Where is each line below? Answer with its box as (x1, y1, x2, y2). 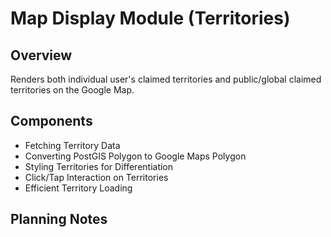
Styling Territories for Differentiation (24, 160, 174, 172)
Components (10, 113, 93, 130)
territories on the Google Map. (10, 84, 135, 96)
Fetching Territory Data (24, 139, 121, 151)
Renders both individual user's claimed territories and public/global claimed (10, 73, 322, 85)
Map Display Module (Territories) (10, 7, 291, 30)
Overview (10, 47, 73, 64)
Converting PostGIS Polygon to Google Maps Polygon (24, 150, 247, 162)
